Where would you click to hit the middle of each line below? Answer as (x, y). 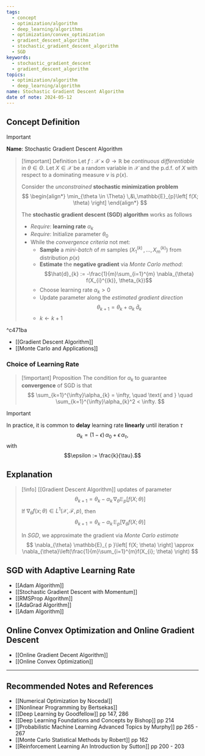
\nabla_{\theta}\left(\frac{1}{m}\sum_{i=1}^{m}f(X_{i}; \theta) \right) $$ (110, 551)
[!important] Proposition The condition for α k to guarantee (94, 378)
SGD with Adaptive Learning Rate (71, 570)
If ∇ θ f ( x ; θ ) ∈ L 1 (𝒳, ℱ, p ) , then (59, 511)
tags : (13, 12)
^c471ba (17, 330)
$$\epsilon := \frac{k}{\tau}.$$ (103, 456)
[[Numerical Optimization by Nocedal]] (64, 701)
